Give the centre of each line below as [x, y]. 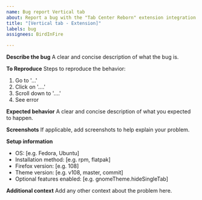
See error [27, 100]
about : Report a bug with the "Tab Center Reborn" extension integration [101, 18]
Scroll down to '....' [38, 93]
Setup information [30, 142]
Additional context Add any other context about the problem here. [89, 191]
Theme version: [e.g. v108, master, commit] [69, 173]
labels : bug [21, 29]
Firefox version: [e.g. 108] [47, 166]
